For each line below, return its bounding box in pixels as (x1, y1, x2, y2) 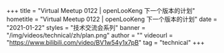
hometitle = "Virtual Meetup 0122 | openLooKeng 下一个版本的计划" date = (6, 15, 218, 23)
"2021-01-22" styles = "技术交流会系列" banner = (6, 24, 146, 31)
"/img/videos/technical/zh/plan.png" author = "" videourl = (6, 31, 173, 39)
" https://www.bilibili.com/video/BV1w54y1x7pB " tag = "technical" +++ (6, 39, 205, 46)
